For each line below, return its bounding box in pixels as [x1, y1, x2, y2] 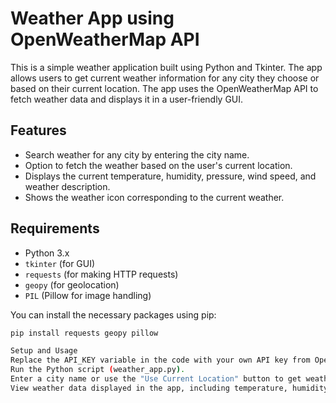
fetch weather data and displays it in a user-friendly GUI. [10, 93, 244, 105]
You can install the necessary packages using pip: [10, 308, 217, 321]
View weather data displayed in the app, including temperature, [10, 383, 288, 393]
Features [10, 122, 67, 139]
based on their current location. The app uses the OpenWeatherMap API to [10, 82, 319, 94]
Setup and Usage [10, 346, 78, 356]
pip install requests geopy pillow [10, 328, 159, 338]
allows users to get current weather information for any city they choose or [10, 72, 320, 84]
